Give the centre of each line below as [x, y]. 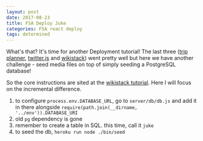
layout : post [23, 12]
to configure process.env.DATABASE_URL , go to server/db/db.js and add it [106, 101]
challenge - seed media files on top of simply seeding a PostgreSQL [91, 65]
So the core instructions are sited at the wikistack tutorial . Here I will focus [99, 83]
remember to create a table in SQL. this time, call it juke [84, 125]
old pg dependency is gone [49, 119]
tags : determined [28, 34]
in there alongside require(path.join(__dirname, [76, 107]
